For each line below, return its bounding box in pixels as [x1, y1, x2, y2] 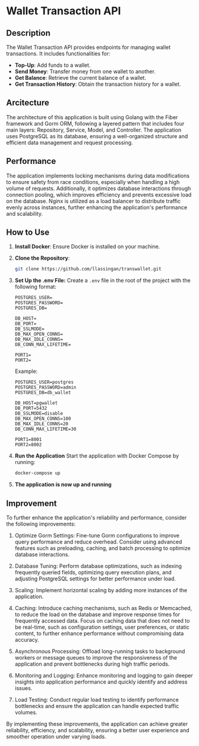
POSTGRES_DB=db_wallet [14, 390, 71, 396]
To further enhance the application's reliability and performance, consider [6, 514, 187, 521]
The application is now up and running [14, 481, 112, 488]
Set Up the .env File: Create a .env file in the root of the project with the [14, 277, 191, 284]
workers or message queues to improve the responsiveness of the [14, 654, 178, 661]
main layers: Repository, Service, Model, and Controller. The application [6, 126, 182, 133]
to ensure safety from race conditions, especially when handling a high [6, 178, 180, 185]
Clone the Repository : [14, 254, 70, 262]
